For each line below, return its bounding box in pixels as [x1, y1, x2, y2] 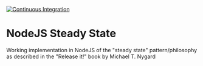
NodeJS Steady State [6, 27, 117, 40]
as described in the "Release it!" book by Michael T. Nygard [6, 53, 156, 60]
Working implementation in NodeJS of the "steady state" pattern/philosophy [6, 46, 198, 53]
